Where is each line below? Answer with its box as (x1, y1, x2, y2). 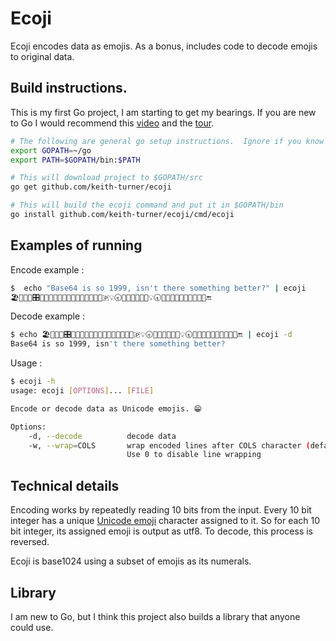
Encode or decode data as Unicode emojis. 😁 (10, 403, 202, 414)
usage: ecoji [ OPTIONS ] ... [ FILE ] (10, 386, 155, 396)
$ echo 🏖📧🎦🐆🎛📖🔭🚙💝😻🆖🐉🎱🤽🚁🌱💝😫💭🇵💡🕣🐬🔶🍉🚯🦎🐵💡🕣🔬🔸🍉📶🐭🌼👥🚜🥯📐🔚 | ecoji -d (10, 330, 293, 340)
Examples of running (10, 237, 143, 254)
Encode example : (10, 263, 85, 276)
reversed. (10, 536, 50, 548)
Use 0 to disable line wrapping (126, 450, 262, 460)
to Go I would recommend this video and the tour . (10, 117, 215, 129)
